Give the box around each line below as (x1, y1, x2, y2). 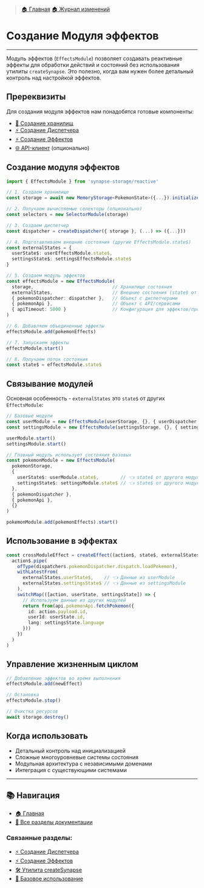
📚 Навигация (6, 790, 60, 801)
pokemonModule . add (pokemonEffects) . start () (6, 519, 118, 526)
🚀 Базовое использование (15, 875, 84, 882)
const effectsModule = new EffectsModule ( (6, 278, 115, 284)
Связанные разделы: (6, 834, 73, 842)
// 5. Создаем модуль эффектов (6, 273, 86, 279)
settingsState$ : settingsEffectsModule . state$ (12, 256, 132, 262)
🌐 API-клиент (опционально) (15, 144, 90, 151)
